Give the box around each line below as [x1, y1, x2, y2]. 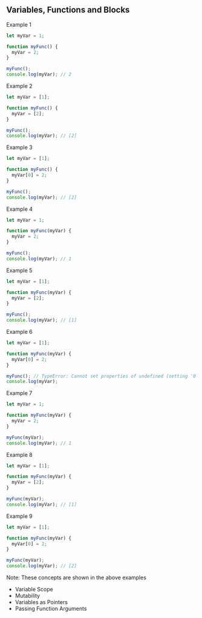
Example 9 [6, 512, 33, 520]
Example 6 [6, 328, 33, 336]
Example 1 [6, 21, 31, 28]
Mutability [15, 592, 41, 599]
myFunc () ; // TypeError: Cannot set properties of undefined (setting [6, 373, 188, 379]
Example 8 [6, 451, 33, 458]
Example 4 [6, 205, 33, 213]
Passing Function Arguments [15, 605, 87, 613]
